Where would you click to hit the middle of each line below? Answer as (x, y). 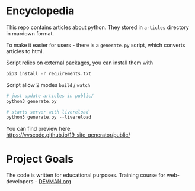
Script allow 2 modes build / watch (48, 85)
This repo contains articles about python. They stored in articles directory (98, 27)
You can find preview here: (39, 129)
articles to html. (25, 51)
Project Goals (40, 159)
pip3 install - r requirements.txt (49, 73)
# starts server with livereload (47, 112)
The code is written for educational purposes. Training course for (86, 175)
